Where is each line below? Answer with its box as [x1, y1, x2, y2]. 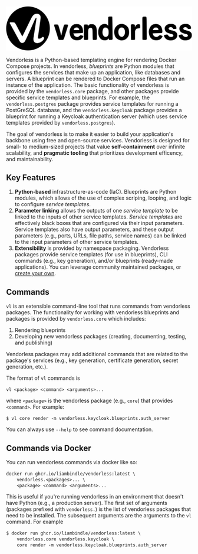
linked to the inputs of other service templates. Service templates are [14, 213, 183, 220]
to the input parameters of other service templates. [14, 239, 139, 246]
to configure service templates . [14, 201, 91, 208]
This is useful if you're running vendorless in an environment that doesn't [6, 493, 184, 500]
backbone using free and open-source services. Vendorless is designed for [6, 136, 190, 144]
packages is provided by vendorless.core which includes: [6, 315, 146, 322]
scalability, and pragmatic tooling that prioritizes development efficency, [6, 149, 183, 157]
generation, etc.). [6, 363, 48, 370]
